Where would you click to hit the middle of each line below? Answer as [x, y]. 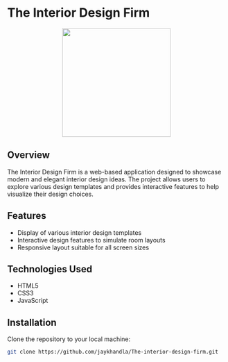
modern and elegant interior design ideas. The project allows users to [106, 179]
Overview [29, 155]
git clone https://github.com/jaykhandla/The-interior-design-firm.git [113, 352]
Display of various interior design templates [79, 232]
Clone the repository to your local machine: [69, 339]
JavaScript [33, 301]
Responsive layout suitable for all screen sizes [83, 247]
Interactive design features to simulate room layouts [91, 240]
